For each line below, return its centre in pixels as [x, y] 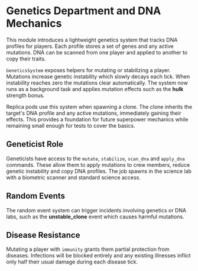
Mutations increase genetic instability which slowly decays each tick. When [98, 76]
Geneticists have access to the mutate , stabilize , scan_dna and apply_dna [95, 159]
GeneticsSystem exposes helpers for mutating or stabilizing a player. [88, 70]
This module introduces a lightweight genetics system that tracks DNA [92, 40]
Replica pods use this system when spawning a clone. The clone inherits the [99, 107]
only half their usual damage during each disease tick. [72, 262]
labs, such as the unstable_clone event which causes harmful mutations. [95, 217]
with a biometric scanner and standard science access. [73, 177]
